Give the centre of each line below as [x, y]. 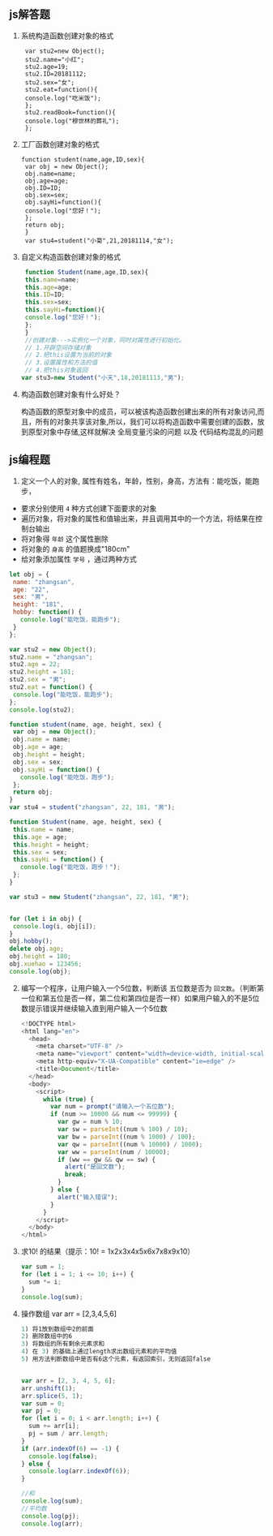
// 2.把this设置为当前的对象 [68, 355]
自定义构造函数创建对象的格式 [70, 256]
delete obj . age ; [36, 949]
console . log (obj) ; [40, 971]
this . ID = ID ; [45, 295]
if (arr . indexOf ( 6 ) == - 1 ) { [70, 1448]
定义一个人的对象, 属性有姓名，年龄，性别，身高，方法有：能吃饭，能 [136, 480]
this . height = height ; [51, 845]
